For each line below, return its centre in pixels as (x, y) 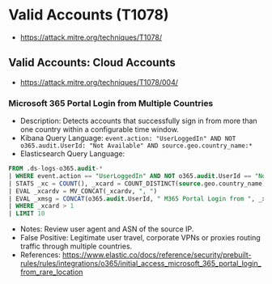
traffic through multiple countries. (76, 246)
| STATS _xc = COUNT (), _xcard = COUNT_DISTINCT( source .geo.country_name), (139, 184)
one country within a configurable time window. (100, 129)
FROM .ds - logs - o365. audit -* (56, 169)
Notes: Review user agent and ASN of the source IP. (107, 229)
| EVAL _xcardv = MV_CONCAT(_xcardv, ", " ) (83, 191)
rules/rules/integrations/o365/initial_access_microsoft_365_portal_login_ (140, 264)
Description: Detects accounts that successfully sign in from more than (138, 121)
